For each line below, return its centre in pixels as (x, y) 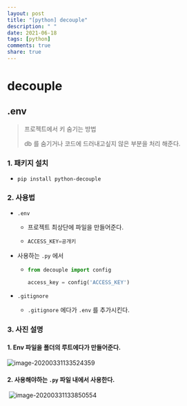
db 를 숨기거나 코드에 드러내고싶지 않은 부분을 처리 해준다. (102, 143)
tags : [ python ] (29, 39)
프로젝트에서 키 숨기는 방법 (60, 129)
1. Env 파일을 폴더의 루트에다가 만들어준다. (64, 347)
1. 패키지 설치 (28, 163)
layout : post (26, 13)
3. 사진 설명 (25, 329)
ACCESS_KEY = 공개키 (52, 242)
